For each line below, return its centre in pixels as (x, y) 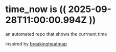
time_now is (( (36, 9)
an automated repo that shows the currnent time (56, 34)
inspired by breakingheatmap (36, 43)
